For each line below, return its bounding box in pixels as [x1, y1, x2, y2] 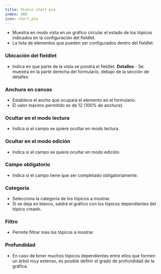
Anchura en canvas [5, 86, 52, 93]
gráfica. [12, 263, 28, 269]
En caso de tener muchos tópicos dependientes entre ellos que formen [12, 252, 156, 258]
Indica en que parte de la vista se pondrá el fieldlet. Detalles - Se [12, 63, 144, 69]
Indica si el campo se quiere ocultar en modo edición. [12, 149, 121, 155]
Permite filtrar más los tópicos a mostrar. [12, 229, 94, 235]
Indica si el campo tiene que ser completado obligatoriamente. [12, 172, 138, 178]
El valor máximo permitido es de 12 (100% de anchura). [12, 102, 124, 108]
